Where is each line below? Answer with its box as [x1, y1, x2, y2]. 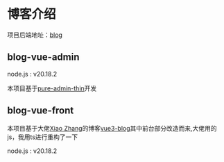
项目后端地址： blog [7, 31, 62, 39]
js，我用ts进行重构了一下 [7, 133, 78, 141]
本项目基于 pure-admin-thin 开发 [7, 84, 97, 92]
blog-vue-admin [7, 51, 80, 63]
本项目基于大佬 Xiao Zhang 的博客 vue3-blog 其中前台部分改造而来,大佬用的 [7, 124, 217, 132]
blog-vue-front [7, 105, 74, 117]
